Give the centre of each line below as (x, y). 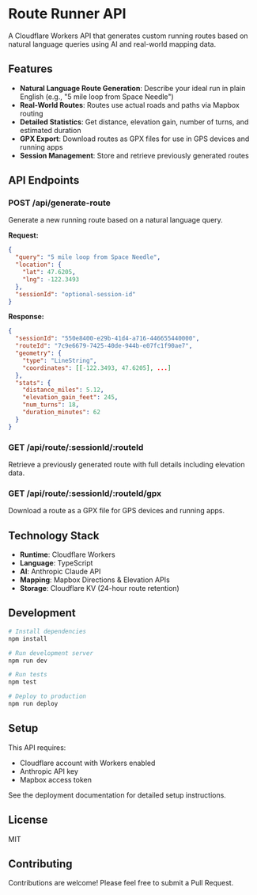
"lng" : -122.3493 (51, 279)
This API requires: (37, 747)
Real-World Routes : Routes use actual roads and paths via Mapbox (129, 105)
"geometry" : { (38, 353)
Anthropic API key (49, 771)
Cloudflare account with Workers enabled (87, 763)
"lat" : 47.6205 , (49, 272)
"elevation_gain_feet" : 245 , (70, 398)
